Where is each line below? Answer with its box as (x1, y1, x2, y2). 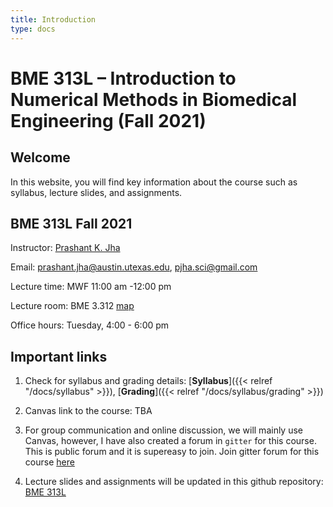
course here (24, 456, 75, 468)
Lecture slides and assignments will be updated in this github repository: (24, 476, 324, 488)
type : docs (10, 24, 56, 34)
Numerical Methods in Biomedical (10, 88, 297, 111)
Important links (10, 348, 108, 365)
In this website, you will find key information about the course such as (10, 176, 298, 188)
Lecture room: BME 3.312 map (10, 300, 135, 312)
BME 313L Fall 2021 (10, 215, 133, 232)
